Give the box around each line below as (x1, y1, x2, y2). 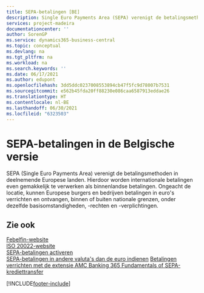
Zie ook (6, 219, 35, 230)
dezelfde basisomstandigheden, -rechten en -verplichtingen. (6, 202, 159, 210)
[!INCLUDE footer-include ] (6, 280, 71, 288)
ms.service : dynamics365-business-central (6, 37, 115, 43)
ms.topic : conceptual (6, 43, 61, 49)
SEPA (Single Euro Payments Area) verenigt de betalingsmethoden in (6, 170, 178, 177)
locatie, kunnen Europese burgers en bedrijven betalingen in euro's (6, 189, 175, 196)
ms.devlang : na (6, 49, 45, 55)
